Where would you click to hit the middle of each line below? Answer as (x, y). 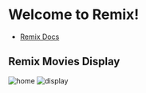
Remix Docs (39, 37)
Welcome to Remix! (74, 15)
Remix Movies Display (64, 62)
